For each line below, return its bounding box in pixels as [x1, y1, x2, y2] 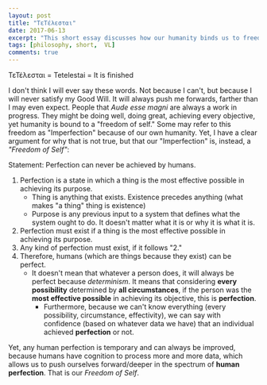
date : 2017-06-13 [8, 26, 66, 34]
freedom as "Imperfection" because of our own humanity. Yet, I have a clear [8, 128, 257, 137]
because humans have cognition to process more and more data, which [8, 351, 243, 360]
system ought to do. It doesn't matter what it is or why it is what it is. [31, 218, 256, 227]
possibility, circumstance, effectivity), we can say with [43, 310, 221, 320]
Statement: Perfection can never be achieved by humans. [8, 160, 196, 169]
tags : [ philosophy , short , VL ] [8, 41, 115, 49]
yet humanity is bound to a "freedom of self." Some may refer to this [8, 120, 232, 129]
